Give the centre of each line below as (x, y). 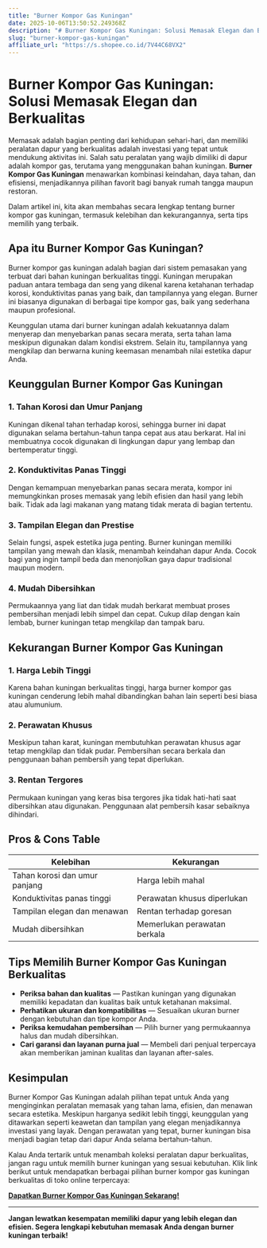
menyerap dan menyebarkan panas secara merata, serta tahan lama (120, 333)
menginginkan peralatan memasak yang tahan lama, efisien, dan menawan (130, 1106)
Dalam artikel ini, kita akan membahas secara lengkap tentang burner (122, 207)
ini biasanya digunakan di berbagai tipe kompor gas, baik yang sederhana (129, 301)
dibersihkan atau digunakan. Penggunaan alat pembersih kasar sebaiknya (129, 805)
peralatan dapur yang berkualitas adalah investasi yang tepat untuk (118, 149)
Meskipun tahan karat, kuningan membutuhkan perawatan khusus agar (125, 743)
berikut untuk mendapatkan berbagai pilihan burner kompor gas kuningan (129, 1172)
